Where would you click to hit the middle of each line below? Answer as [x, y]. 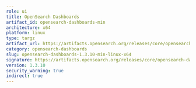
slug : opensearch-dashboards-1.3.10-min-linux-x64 [69, 54]
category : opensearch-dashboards [47, 49]
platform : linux [26, 33]
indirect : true [24, 76]
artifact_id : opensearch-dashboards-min [56, 22]
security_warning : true [35, 71]
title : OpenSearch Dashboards [43, 17]
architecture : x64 [28, 27]
